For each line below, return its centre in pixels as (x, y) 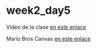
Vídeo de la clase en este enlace (46, 27)
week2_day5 (38, 10)
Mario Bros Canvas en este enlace (48, 38)
